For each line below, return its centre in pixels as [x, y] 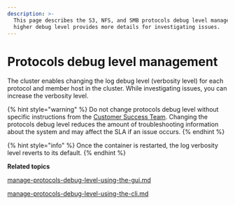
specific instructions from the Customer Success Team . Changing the [108, 117]
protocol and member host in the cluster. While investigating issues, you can [117, 88]
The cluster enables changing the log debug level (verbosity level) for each [115, 81]
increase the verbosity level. [48, 96]
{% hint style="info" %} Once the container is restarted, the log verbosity [113, 145]
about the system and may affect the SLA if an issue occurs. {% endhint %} [116, 132]
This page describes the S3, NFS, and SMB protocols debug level [111, 20]
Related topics [29, 166]
